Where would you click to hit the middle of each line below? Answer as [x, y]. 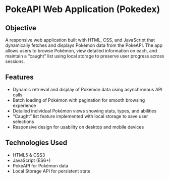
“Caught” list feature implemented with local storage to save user [80, 116]
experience [24, 105]
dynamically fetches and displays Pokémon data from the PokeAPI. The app [84, 45]
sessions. [15, 61]
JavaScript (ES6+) [32, 160]
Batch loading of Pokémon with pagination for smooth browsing [79, 100]
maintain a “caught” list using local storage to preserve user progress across [85, 56]
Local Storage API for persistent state [51, 171]
